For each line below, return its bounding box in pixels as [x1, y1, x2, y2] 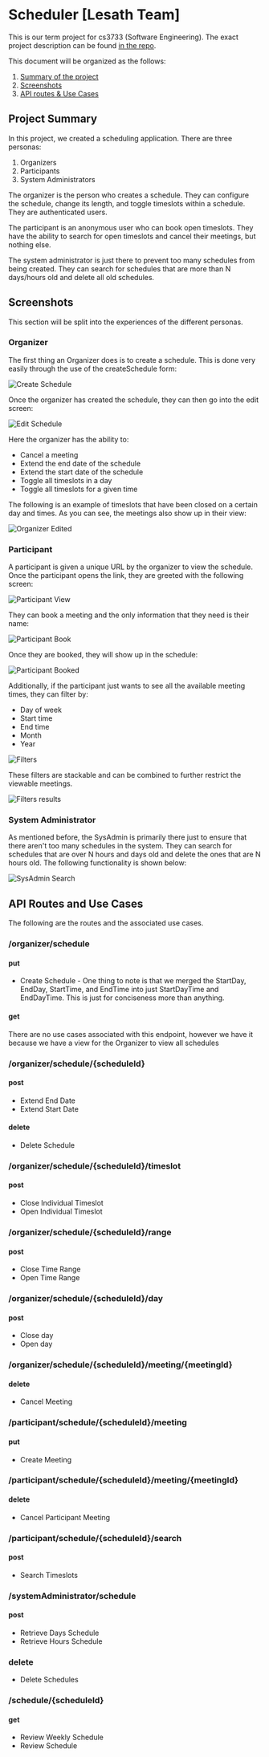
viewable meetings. [8, 779, 73, 788]
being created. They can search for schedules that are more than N [8, 263, 231, 274]
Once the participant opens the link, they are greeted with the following [8, 571, 244, 580]
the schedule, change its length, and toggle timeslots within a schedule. [8, 198, 246, 208]
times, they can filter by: [8, 689, 88, 699]
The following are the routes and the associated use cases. [8, 918, 204, 928]
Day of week [19, 705, 63, 715]
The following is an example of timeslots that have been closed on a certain [8, 499, 259, 509]
